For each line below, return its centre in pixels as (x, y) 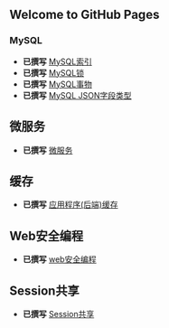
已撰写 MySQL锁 (53, 72)
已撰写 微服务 (47, 150)
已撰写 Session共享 (58, 314)
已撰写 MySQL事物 (57, 84)
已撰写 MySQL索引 (57, 61)
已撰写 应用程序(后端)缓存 (70, 205)
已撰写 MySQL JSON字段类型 (77, 95)
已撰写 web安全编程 (59, 259)
